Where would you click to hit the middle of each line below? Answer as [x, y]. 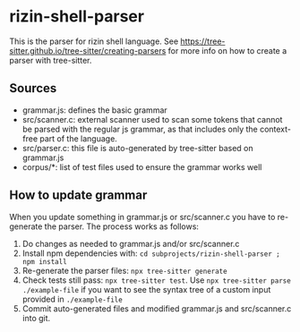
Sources [33, 88]
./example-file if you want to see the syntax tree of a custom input [146, 289]
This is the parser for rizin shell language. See [94, 41]
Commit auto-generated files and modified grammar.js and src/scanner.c [157, 308]
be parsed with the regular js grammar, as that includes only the [140, 129]
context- [275, 129]
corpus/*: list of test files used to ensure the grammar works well [142, 166]
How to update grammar [78, 196]
